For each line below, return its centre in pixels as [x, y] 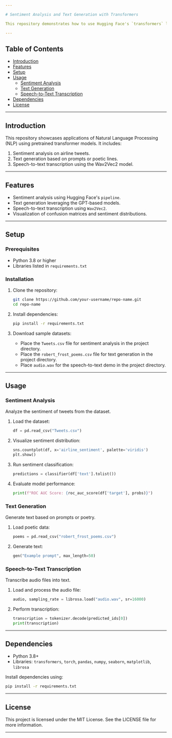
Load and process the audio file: [47, 590]
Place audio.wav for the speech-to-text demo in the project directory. [93, 365]
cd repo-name [27, 304]
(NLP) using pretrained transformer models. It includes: [63, 143]
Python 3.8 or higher [34, 260]
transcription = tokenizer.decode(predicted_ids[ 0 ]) [70, 618]
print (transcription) [36, 623]
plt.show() [24, 454]
